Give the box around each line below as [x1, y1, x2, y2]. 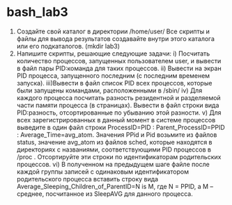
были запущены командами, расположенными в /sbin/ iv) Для [16, 86, 203, 95]
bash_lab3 [6, 4, 69, 20]
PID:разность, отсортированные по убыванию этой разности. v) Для [16, 108, 222, 117]
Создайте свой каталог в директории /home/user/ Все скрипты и [16, 27, 210, 35]
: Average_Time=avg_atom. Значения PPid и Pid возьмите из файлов [16, 130, 217, 139]
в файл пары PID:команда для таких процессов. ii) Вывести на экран [16, 64, 222, 72]
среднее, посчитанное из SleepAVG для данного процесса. [16, 189, 193, 198]
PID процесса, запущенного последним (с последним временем [16, 71, 210, 80]
